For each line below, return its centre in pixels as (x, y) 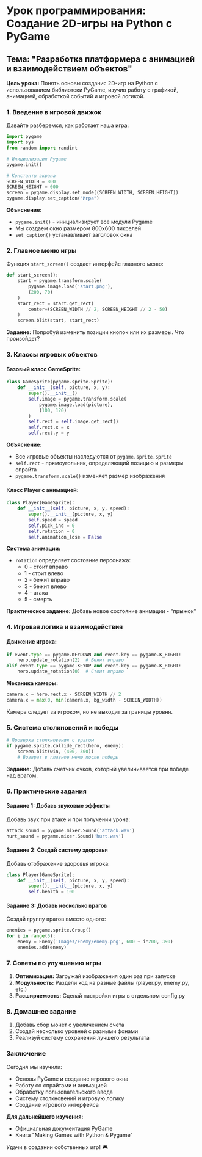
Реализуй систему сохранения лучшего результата (82, 1038)
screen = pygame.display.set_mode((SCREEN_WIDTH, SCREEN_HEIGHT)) (92, 193)
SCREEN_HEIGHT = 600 (33, 187)
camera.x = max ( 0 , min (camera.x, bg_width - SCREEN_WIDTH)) (85, 700)
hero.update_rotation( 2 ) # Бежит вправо (70, 660)
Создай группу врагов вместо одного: (56, 919)
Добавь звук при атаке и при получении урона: (68, 819)
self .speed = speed (53, 520)
